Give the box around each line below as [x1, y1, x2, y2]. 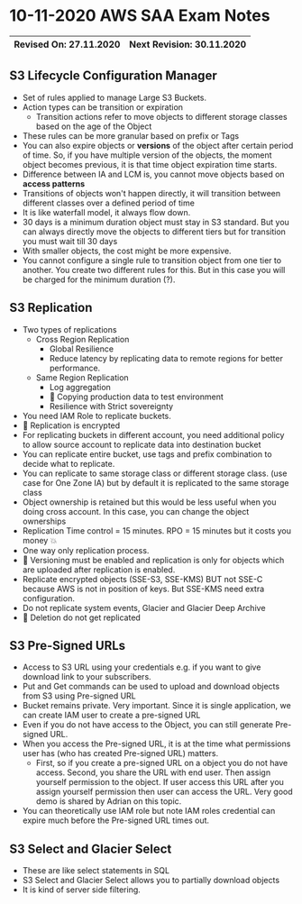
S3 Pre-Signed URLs [9, 637, 126, 653]
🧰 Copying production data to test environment [49, 391, 224, 402]
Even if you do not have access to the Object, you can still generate [22, 719, 273, 730]
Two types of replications [22, 324, 117, 334]
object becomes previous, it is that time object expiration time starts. [22, 159, 278, 169]
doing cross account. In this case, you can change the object [22, 506, 250, 516]
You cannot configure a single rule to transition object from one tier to [22, 254, 282, 266]
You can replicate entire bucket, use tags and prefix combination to [22, 448, 272, 460]
